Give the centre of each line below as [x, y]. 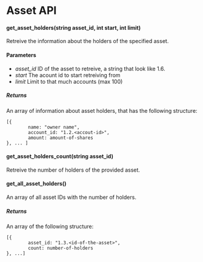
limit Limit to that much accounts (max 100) [69, 81]
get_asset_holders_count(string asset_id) [60, 156]
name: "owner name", [54, 127]
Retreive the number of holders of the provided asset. [73, 170]
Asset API [32, 11]
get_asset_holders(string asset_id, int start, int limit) [74, 27]
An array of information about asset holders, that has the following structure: [102, 110]
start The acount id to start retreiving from [68, 75]
